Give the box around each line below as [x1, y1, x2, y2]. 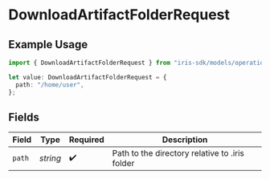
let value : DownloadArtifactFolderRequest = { [8, 73, 167, 81]
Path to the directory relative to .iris [112, 148, 245, 159]
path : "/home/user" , [15, 80, 84, 89]
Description [162, 134, 208, 145]
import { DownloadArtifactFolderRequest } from [8, 59, 171, 67]
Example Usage [8, 38, 88, 51]
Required [68, 134, 104, 145]
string [39, 153, 62, 164]
